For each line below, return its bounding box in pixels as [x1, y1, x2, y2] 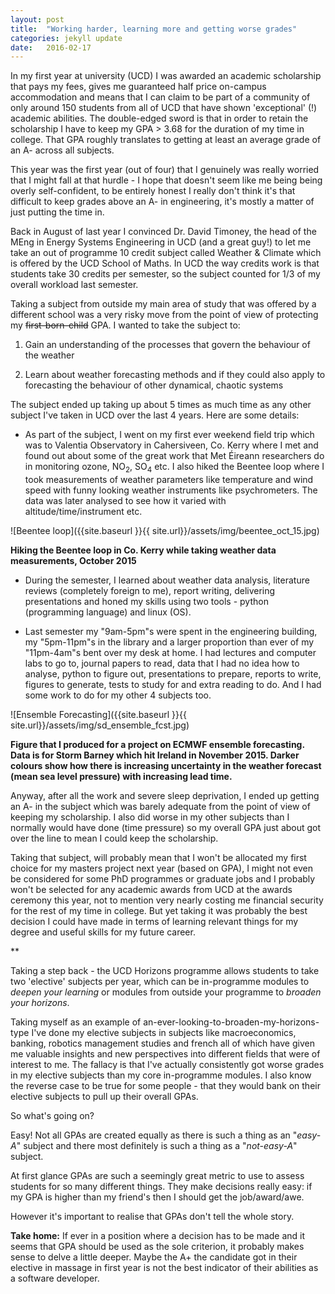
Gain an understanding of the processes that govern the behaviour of [24, 339, 311, 351]
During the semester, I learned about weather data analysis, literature [24, 574, 310, 586]
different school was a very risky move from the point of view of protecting [10, 309, 319, 321]
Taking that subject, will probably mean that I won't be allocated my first [10, 852, 307, 864]
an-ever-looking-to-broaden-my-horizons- [143, 1016, 320, 1028]
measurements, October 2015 [10, 555, 137, 567]
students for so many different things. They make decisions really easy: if [10, 1181, 313, 1193]
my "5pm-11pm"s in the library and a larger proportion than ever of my [24, 636, 315, 648]
